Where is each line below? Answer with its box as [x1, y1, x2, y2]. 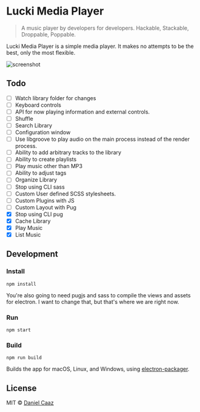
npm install [6, 281, 36, 287]
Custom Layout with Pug [15, 203, 77, 211]
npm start [6, 326, 32, 333]
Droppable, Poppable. [21, 30, 76, 38]
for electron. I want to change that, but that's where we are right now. [6, 298, 179, 305]
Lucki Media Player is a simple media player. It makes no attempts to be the [6, 42, 194, 50]
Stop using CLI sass [15, 183, 65, 191]
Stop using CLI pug [15, 211, 64, 218]
